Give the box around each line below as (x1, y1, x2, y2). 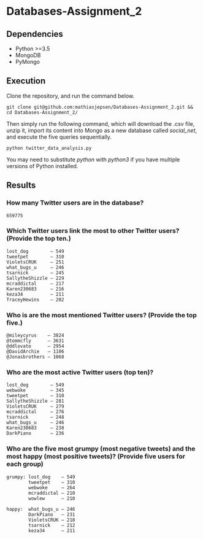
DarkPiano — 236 (6, 430, 64, 436)
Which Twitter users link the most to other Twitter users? (6, 227, 180, 235)
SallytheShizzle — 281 (6, 398, 64, 405)
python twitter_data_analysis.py (6, 145, 92, 151)
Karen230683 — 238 (6, 425, 64, 431)
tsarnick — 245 (6, 269, 64, 276)
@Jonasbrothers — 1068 (6, 354, 64, 360)
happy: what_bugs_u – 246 (6, 506, 75, 512)
